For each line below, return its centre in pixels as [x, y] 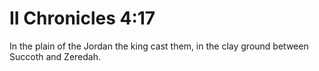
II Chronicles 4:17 [82, 18]
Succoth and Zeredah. [55, 56]
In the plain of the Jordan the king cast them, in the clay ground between [159, 46]
